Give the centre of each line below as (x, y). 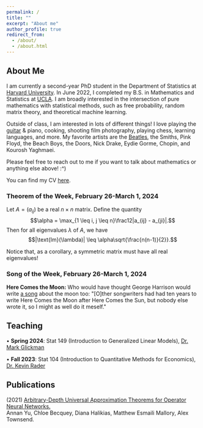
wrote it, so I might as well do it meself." (57, 307)
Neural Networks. (28, 406)
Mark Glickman (25, 347)
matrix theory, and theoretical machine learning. (67, 112)
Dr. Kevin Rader (26, 365)
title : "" (19, 18)
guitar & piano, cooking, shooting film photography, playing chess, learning (101, 130)
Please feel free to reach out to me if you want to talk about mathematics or (102, 162)
